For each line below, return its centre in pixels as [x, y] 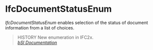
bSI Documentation [37, 42]
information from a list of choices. [40, 27]
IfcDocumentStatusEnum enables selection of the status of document [77, 23]
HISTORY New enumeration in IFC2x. [55, 37]
